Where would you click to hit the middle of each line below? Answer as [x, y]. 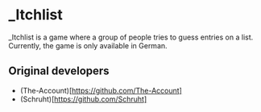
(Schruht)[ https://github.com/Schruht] [83, 99]
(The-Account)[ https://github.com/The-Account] [101, 90]
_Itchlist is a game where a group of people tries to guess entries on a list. [131, 37]
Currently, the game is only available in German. [88, 45]
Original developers [59, 71]
